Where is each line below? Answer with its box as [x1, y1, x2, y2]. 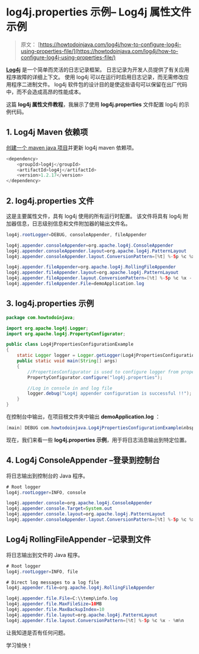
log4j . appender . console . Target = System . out [6, 505, 113, 512]
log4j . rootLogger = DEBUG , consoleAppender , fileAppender [6, 231, 147, 237]
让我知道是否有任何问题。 [6, 629, 69, 636]
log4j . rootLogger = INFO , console [6, 489, 86, 495]
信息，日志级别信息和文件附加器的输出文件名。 [16, 220, 131, 227]
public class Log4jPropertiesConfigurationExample [6, 342, 134, 347]
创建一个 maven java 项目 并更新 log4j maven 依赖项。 [6, 144, 137, 151]
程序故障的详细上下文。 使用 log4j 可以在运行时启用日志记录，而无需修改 [6, 73, 184, 80]
